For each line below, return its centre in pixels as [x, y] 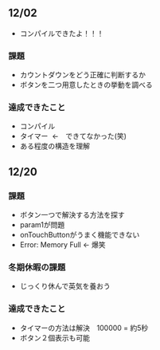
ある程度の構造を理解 [55, 146]
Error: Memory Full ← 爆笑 [62, 245]
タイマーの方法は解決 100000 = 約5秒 [84, 328]
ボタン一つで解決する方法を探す [72, 215]
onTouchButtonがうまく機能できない [80, 235]
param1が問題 [42, 225]
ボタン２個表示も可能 [55, 337]
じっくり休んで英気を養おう [65, 286]
